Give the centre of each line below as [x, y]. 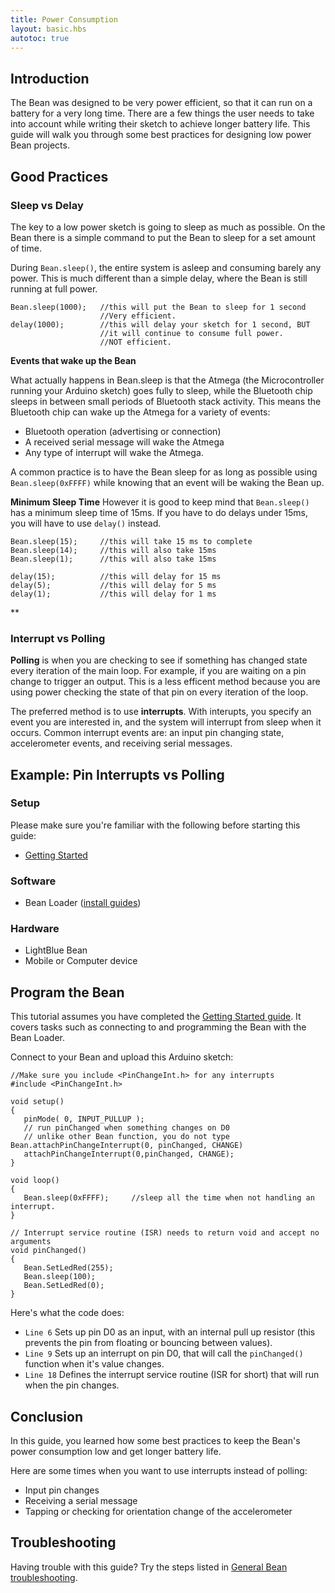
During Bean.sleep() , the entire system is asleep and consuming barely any [166, 267]
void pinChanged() [48, 1251]
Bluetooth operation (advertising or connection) [123, 431]
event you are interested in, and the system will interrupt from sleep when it [166, 722]
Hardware [35, 929]
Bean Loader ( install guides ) [83, 903]
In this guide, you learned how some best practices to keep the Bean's [155, 1441]
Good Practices [59, 176]
